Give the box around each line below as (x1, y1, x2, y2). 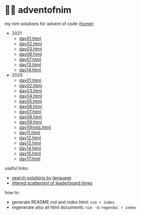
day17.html (19, 155, 41, 161)
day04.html (19, 93, 42, 99)
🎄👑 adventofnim (4, 4, 72, 16)
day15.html (19, 150, 41, 156)
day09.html (19, 119, 42, 125)
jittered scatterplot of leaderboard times (11, 180, 93, 186)
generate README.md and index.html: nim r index (11, 199, 115, 205)
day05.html (19, 98, 42, 104)
